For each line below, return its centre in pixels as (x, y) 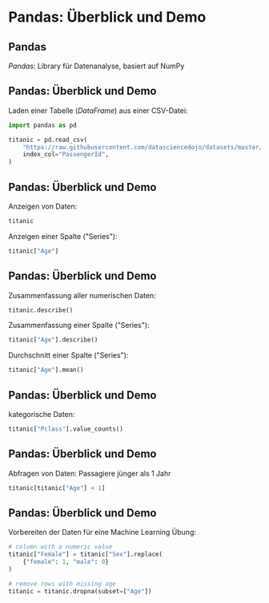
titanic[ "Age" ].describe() (53, 340)
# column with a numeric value (60, 547)
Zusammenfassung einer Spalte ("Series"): (79, 326)
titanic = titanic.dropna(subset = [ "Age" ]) (80, 591)
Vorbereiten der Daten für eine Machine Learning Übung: (102, 532)
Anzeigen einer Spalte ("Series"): (63, 236)
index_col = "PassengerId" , (66, 155)
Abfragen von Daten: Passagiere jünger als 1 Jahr (90, 473)
